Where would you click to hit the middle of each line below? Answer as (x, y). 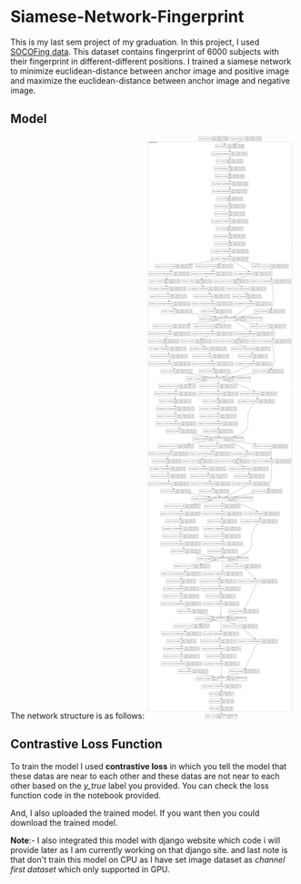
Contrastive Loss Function (86, 744)
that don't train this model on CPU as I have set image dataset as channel (148, 859)
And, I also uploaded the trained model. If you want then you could (135, 813)
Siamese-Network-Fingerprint (127, 17)
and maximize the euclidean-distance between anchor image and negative (150, 80)
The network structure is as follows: (77, 716)
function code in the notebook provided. (86, 795)
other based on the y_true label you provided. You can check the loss (140, 786)
